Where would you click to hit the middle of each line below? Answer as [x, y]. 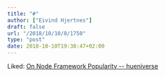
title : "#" [23, 14]
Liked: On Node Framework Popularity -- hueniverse [83, 66]
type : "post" [26, 40]
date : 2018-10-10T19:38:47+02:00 [56, 46]
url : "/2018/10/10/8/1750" [47, 33]
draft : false [26, 27]
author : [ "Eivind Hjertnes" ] [50, 20]
